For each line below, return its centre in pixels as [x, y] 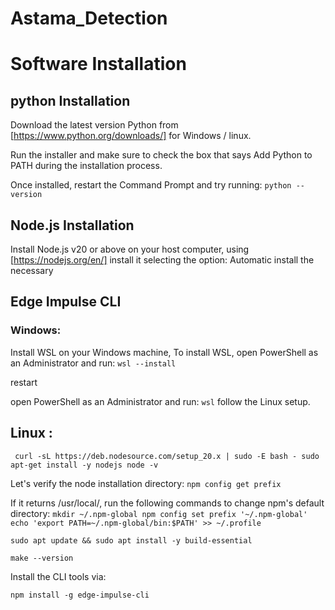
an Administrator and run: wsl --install [93, 363]
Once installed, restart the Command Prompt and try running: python [151, 185]
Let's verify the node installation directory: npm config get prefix [146, 483]
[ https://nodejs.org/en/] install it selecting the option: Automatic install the [162, 260]
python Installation [70, 100]
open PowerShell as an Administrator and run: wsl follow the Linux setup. [160, 401]
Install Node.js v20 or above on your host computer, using [130, 249]
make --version [42, 558]
